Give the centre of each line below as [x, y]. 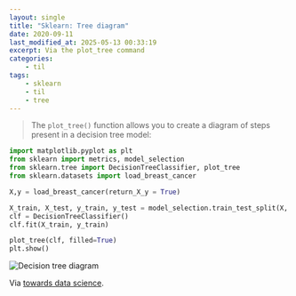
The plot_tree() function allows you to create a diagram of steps [151, 125]
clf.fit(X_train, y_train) [59, 224]
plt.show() [29, 249]
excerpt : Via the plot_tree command [77, 51]
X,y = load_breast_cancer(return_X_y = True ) [95, 192]
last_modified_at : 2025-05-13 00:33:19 [83, 42]
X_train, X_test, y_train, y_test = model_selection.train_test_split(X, [149, 208]
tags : [19, 76]
